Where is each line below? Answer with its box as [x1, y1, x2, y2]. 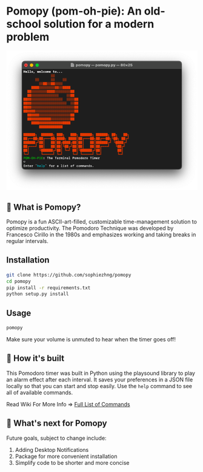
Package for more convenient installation [15, 453, 118, 460]
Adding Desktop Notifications [15, 446, 89, 453]
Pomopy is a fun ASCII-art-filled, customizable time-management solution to [6, 218, 197, 225]
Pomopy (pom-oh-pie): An [6, 4, 142, 18]
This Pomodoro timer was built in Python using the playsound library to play [6, 369, 196, 377]
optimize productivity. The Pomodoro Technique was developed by [6, 225, 174, 232]
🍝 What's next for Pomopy [6, 418, 107, 429]
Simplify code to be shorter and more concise [15, 459, 130, 466]
